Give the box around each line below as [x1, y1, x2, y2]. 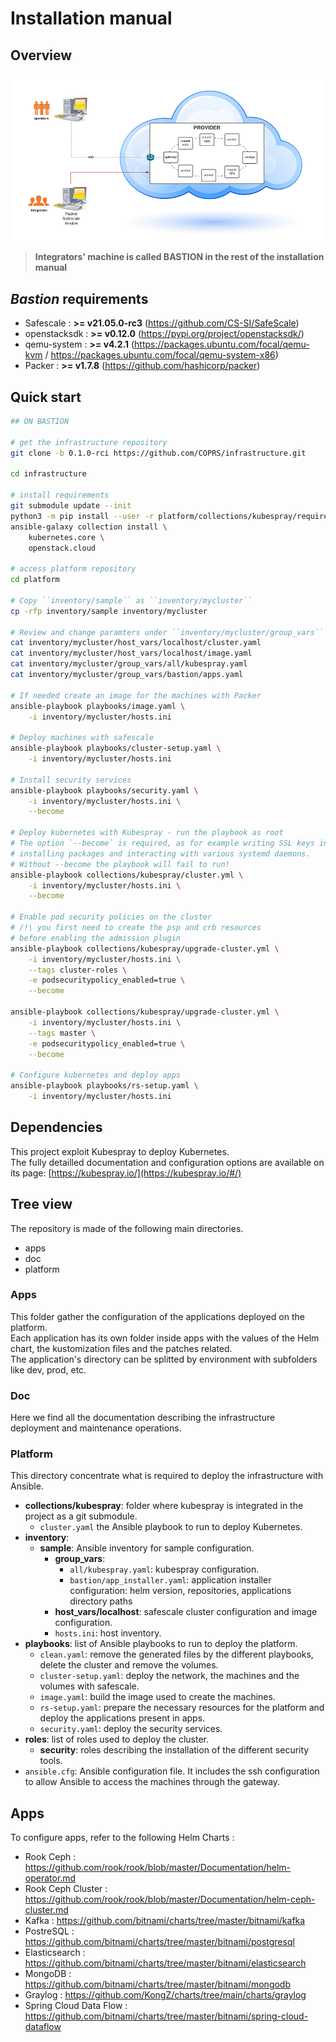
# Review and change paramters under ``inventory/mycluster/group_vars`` [10, 627, 325, 637]
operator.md [24, 1872, 77, 1884]
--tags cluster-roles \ [28, 965, 128, 975]
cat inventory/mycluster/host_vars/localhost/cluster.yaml [10, 638, 262, 648]
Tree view [10, 1196, 73, 1213]
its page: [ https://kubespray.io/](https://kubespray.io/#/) [10, 1167, 242, 1179]
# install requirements [10, 490, 110, 501]
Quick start [10, 388, 82, 406]
